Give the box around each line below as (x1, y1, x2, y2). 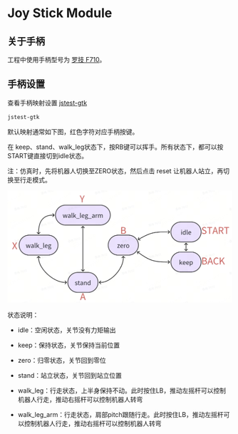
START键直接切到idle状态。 (7, 151, 88, 160)
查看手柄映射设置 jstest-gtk (7, 98, 88, 107)
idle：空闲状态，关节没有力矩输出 (17, 326, 116, 334)
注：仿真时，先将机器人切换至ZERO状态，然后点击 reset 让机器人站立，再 (7, 166, 224, 175)
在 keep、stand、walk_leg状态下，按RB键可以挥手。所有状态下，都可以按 (7, 143, 224, 151)
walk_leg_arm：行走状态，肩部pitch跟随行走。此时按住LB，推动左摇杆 (17, 410, 224, 419)
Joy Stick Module (7, 5, 113, 21)
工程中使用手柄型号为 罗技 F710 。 (7, 56, 106, 63)
